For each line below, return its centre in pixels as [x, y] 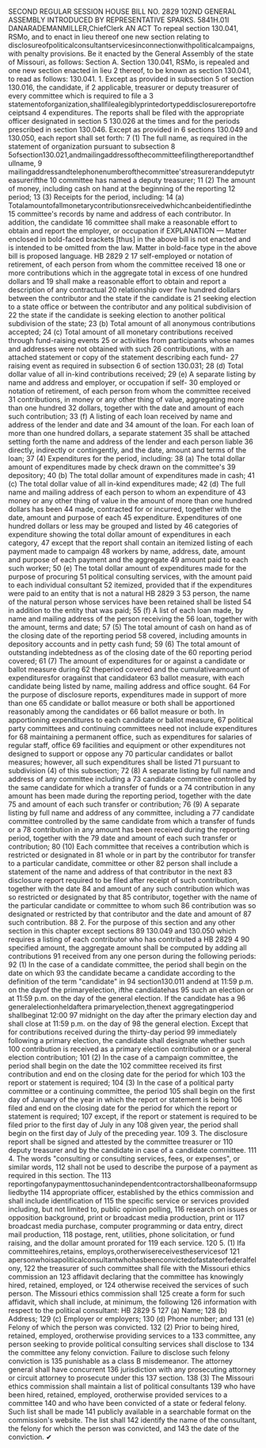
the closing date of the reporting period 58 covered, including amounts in [127, 635]
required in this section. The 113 [60, 1175]
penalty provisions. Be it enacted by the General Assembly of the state [139, 54]
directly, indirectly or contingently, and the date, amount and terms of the [127, 450]
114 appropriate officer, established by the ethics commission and [147, 1192]
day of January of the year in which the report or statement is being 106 [125, 1099]
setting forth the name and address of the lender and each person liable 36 [131, 441]
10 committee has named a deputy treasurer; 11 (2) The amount [152, 180]
